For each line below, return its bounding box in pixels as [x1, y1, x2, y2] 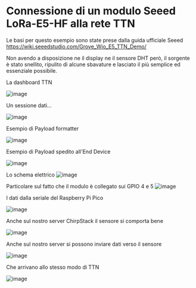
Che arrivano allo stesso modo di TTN [6, 264, 99, 271]
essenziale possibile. [6, 67, 58, 74]
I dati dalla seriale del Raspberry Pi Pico [6, 194, 104, 201]
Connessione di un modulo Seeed [6, 4, 176, 18]
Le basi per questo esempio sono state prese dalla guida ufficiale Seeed [6, 36, 183, 44]
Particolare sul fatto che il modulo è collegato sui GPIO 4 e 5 [6, 182, 154, 190]
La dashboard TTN [6, 79, 52, 86]
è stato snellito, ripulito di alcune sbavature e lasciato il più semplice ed [6, 61, 181, 68]
